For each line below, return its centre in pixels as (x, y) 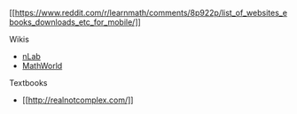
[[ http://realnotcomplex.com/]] (78, 100)
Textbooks (28, 83)
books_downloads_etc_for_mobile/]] (75, 22)
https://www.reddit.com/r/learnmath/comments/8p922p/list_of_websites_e (151, 13)
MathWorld (42, 66)
